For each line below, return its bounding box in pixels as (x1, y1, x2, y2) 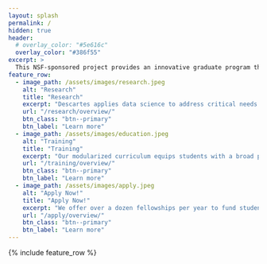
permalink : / (8, 19, 52, 27)
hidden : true (8, 26, 52, 34)
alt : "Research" (22, 85, 77, 94)
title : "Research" (22, 93, 83, 101)
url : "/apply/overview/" (22, 212, 105, 219)
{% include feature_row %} (8, 248, 97, 257)
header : (8, 33, 34, 42)
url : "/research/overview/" (22, 108, 115, 116)
